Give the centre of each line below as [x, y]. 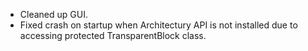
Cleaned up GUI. [53, 14]
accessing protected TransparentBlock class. [113, 35]
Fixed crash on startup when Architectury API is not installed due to [158, 25]
